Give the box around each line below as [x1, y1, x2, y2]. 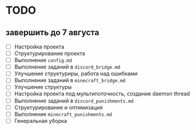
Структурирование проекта [14, 50, 85, 57]
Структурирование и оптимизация [14, 104, 103, 111]
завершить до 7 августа [5, 27, 100, 38]
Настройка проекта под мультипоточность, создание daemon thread [14, 90, 191, 97]
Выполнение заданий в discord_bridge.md [14, 63, 121, 70]
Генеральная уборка [14, 117, 68, 124]
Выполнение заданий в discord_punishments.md [14, 97, 134, 104]
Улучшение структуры [14, 83, 72, 91]
